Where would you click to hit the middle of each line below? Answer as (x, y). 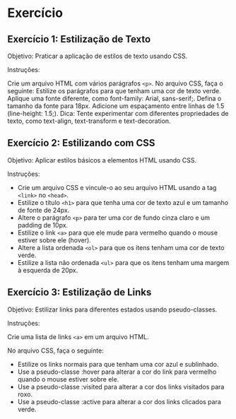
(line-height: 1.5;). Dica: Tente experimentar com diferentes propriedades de (118, 113)
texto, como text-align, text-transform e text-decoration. (89, 121)
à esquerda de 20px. (48, 270)
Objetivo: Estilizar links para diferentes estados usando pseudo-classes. (112, 309)
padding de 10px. (43, 225)
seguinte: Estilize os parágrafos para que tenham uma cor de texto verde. (114, 91)
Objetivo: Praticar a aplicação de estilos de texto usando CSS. (98, 56)
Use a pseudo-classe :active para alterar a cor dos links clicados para (119, 401)
